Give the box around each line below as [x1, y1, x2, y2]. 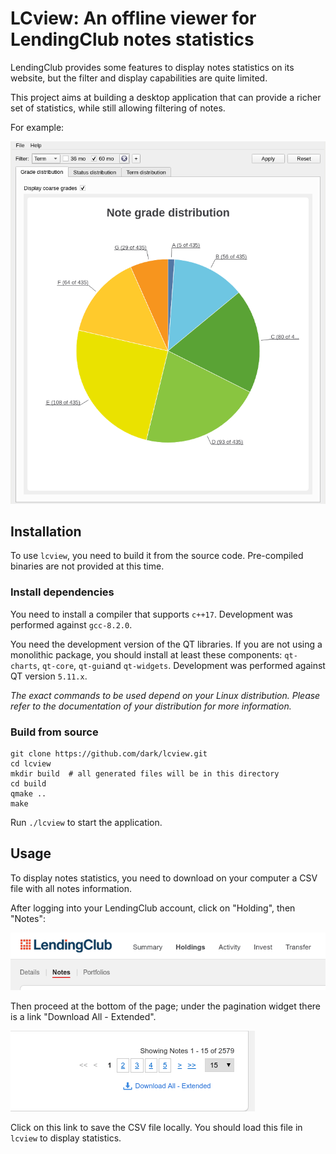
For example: [10, 121, 65, 133]
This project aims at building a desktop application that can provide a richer [10, 91, 322, 103]
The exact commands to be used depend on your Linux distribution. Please [10, 689, 321, 701]
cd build [10, 779, 47, 789]
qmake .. [10, 789, 47, 799]
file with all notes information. [10, 882, 132, 894]
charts [10, 661, 38, 671]
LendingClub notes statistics [10, 28, 255, 51]
